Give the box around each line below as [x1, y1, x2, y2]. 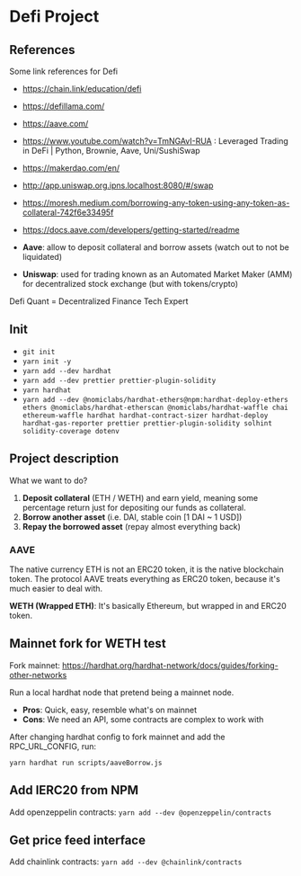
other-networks [9, 669, 67, 680]
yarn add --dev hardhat [22, 366, 112, 375]
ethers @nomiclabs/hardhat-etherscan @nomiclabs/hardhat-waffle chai [22, 403, 289, 412]
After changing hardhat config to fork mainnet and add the [9, 731, 226, 742]
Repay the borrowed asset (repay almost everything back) [22, 521, 241, 532]
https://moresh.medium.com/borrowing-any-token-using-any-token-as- [22, 198, 290, 208]
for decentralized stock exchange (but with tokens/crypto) [22, 279, 239, 289]
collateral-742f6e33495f [22, 207, 114, 218]
